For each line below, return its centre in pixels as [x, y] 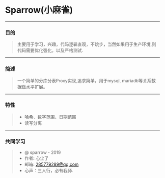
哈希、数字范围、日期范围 [50, 117]
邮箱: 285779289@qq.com [51, 164]
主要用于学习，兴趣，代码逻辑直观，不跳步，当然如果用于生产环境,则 [86, 44]
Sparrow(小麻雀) [39, 10]
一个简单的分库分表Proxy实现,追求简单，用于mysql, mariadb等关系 [84, 80]
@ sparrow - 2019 [43, 153]
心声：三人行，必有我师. [49, 171]
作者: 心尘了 [37, 158]
